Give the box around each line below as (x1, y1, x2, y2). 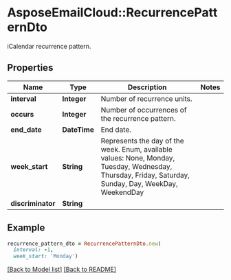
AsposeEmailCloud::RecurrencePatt (7, 5, 218, 21)
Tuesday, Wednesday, (100, 161, 173, 171)
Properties (7, 62, 54, 73)
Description (127, 82, 167, 92)
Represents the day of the (100, 136, 184, 145)
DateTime (61, 125, 94, 135)
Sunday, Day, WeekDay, (100, 178, 179, 188)
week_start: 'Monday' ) (13, 253, 78, 260)
